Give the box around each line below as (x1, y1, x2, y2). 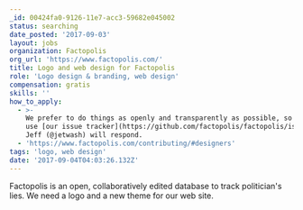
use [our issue (25, 123, 83, 132)
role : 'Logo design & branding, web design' (9, 72, 179, 81)
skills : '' (9, 88, 50, 97)
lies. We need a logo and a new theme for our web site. (9, 190, 215, 201)
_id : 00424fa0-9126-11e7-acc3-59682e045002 (9, 13, 176, 23)
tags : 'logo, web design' (9, 147, 106, 156)
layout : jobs (9, 38, 59, 48)
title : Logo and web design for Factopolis (9, 64, 176, 73)
